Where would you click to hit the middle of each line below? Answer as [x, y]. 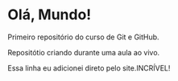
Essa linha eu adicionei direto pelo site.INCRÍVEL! [89, 68]
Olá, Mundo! [50, 15]
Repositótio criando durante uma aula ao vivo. [84, 52]
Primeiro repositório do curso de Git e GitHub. [83, 37]
